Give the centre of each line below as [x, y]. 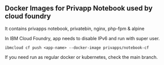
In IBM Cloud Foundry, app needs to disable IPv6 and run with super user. [82, 38]
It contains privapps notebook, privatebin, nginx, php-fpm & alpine [75, 28]
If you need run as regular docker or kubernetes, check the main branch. [81, 57]
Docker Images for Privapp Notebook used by [79, 8]
